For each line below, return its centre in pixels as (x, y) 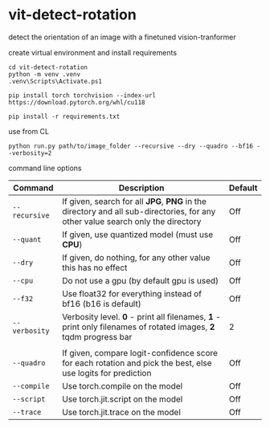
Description (141, 188)
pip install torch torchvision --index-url (82, 95)
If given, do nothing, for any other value (136, 257)
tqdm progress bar (97, 336)
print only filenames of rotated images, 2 (138, 327)
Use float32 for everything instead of (132, 293)
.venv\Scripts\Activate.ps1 (55, 81)
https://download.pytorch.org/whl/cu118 (77, 102)
